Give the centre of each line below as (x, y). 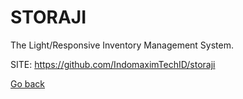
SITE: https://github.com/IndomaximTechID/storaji (113, 64)
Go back (28, 83)
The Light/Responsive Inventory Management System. (122, 45)
